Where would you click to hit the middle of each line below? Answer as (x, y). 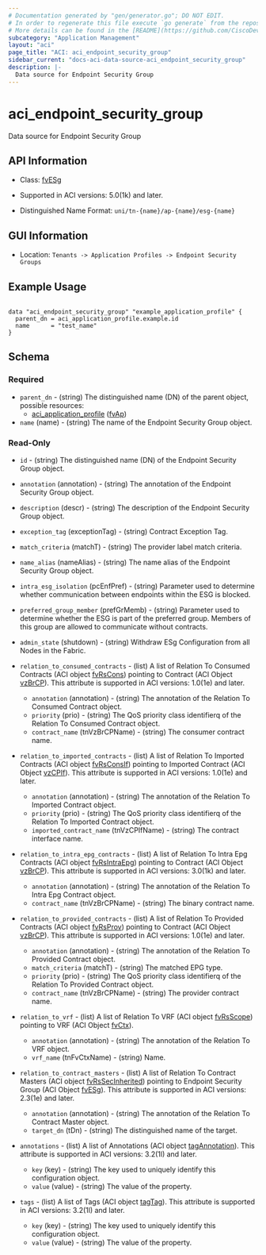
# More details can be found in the (68, 30)
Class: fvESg (40, 180)
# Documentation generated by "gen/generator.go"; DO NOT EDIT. (116, 15)
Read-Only (30, 443)
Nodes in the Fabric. (53, 650)
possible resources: (52, 405)
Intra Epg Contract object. (74, 895)
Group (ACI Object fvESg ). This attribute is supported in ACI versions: (133, 1089)
